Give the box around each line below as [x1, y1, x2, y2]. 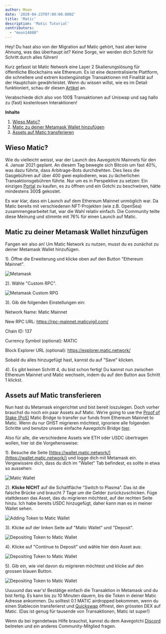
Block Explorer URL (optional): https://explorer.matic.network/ [5, 347, 131, 353]
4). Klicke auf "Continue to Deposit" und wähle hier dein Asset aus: [5, 544, 142, 550]
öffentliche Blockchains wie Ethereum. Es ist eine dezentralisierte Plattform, [5, 69, 159, 75]
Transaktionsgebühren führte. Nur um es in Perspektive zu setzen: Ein [5, 177, 148, 183]
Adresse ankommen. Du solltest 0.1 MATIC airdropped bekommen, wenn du [5, 598, 159, 604]
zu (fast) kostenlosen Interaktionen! [5, 100, 78, 105]
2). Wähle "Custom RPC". [5, 280, 57, 286]
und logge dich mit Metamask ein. [68, 455, 137, 461]
